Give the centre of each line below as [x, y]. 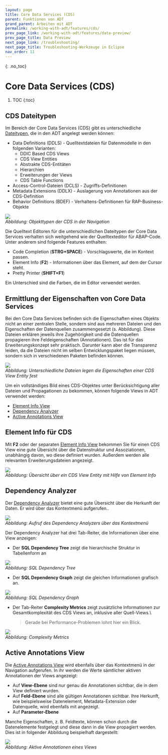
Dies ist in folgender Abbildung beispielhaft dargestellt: [62, 732]
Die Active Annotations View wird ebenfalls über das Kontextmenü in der [80, 665]
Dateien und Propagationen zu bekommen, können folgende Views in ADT [82, 391]
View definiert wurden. [36, 690]
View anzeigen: [21, 538]
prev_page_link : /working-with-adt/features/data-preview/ [68, 33]
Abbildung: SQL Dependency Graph [42, 598]
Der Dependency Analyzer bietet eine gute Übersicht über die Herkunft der [83, 503]
